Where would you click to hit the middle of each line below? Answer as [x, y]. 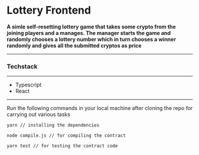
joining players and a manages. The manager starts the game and [89, 33]
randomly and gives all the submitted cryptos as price [74, 46]
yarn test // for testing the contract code [62, 146]
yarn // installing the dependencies [53, 125]
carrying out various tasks [38, 114]
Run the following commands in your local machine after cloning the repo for [100, 108]
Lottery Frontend [49, 10]
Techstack [22, 66]
